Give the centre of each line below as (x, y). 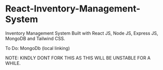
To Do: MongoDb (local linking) (37, 48)
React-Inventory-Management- (73, 9)
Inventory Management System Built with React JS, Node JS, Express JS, (82, 33)
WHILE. (13, 63)
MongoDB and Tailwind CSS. (35, 38)
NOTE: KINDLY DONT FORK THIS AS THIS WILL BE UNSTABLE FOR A (78, 57)
